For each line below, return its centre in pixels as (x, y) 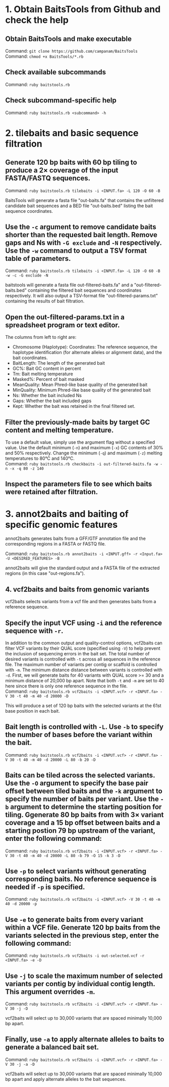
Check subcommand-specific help (61, 101)
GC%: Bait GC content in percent (47, 369)
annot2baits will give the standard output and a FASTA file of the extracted (82, 568)
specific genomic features (61, 525)
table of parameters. (38, 259)
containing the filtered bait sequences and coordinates (84, 290)
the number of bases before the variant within (79, 735)
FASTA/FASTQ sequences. (48, 178)
